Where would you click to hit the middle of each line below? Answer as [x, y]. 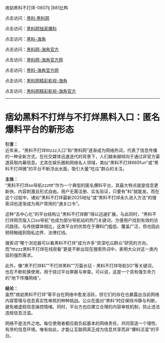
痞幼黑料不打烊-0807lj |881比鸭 [37, 8]
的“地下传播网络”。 [24, 278]
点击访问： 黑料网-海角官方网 [34, 60]
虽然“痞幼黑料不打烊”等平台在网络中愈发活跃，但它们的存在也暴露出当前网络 [82, 294]
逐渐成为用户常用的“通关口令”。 [50, 204]
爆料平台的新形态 [40, 130]
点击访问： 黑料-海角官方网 [32, 70]
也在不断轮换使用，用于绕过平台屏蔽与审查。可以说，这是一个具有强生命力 [80, 271]
